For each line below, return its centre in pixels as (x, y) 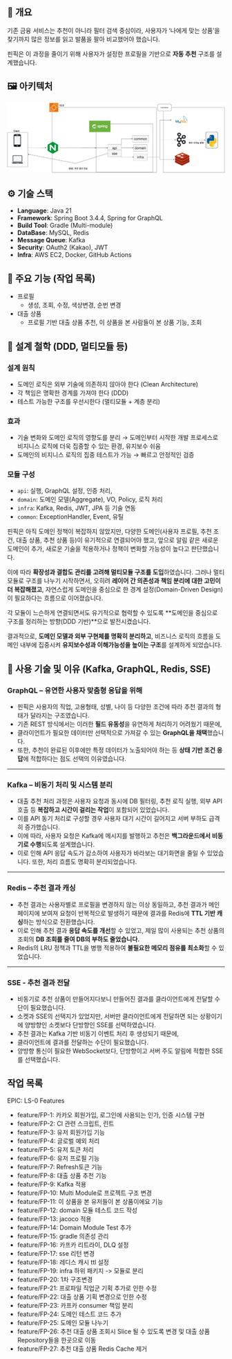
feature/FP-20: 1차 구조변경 (55, 1279)
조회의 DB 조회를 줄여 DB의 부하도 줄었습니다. (78, 939)
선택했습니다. (42, 1060)
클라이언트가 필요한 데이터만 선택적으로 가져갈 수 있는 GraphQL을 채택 (112, 733)
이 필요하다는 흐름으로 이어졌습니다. (55, 598)
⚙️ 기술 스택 (30, 194)
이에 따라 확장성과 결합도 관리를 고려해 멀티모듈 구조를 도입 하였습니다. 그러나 (109, 572)
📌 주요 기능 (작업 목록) (51, 278)
